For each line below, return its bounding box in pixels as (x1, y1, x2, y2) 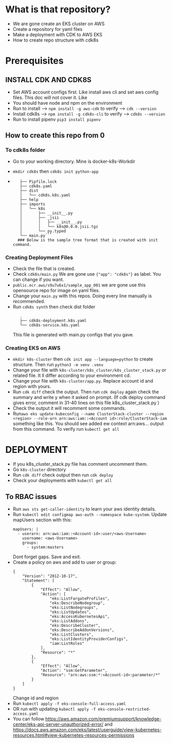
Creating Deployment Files (5, 254, 73, 261)
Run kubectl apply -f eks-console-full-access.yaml (12, 700, 126, 707)
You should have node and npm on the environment (12, 100, 122, 106)
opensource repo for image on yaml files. (12, 287, 100, 293)
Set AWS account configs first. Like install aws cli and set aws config (12, 89, 159, 95)
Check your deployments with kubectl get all (12, 478, 112, 484)
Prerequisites (5, 55, 64, 67)
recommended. (12, 298, 45, 304)
